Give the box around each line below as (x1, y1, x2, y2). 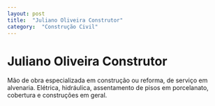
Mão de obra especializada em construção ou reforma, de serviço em (7, 76, 208, 84)
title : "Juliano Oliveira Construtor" (7, 17, 124, 24)
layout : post (7, 10, 45, 17)
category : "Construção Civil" (7, 23, 98, 30)
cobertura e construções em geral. (7, 91, 107, 100)
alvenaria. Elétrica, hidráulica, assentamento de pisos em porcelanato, (7, 84, 209, 92)
